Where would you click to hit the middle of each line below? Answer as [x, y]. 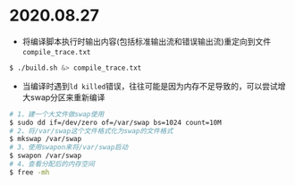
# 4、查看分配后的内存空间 [52, 164]
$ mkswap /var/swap [46, 139]
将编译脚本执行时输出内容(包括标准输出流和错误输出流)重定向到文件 [147, 41]
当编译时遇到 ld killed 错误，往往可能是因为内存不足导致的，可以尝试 [150, 86]
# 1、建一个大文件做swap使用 [57, 114]
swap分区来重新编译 [67, 97]
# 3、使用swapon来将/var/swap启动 [69, 147]
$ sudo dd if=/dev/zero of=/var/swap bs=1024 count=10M [115, 122]
